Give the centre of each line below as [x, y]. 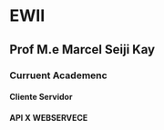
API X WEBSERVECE [49, 117]
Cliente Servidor [41, 97]
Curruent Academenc [58, 75]
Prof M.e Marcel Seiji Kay [82, 50]
